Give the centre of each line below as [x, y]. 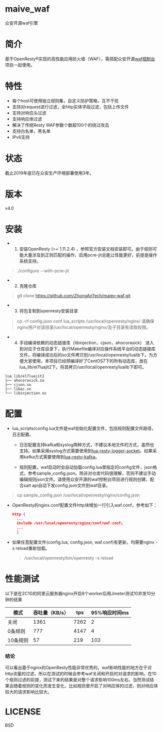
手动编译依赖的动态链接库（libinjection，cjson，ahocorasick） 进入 [87, 342]
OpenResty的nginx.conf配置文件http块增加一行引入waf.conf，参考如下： [85, 505]
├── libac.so [18, 389]
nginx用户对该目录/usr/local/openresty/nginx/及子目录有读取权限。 [83, 327]
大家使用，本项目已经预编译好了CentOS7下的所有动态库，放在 [86, 361]
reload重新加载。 [33, 548]
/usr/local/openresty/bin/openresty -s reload [69, 558]
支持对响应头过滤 [29, 113]
